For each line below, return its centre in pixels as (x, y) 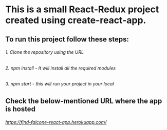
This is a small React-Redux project (82, 9)
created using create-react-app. (76, 20)
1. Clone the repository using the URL (44, 52)
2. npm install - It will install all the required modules (61, 68)
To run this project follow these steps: (67, 39)
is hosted (21, 109)
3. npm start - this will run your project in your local (60, 84)
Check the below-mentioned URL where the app (84, 101)
